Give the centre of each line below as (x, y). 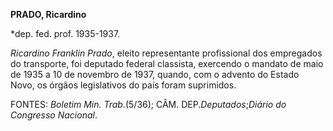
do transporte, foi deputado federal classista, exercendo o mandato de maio (167, 63)
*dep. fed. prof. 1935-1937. (65, 33)
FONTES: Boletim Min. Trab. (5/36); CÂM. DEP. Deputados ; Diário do (148, 104)
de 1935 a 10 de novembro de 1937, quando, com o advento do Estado (155, 74)
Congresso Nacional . (54, 115)
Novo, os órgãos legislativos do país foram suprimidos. (123, 85)
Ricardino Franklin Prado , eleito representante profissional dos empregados (166, 53)
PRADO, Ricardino (48, 14)
